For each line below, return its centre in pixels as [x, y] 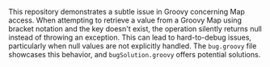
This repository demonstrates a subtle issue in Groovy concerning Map [127, 12]
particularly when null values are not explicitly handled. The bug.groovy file [133, 46]
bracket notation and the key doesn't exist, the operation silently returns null [135, 29]
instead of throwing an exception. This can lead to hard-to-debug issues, [130, 37]
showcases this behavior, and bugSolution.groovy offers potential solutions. [135, 54]
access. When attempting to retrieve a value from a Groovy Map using [125, 20]
